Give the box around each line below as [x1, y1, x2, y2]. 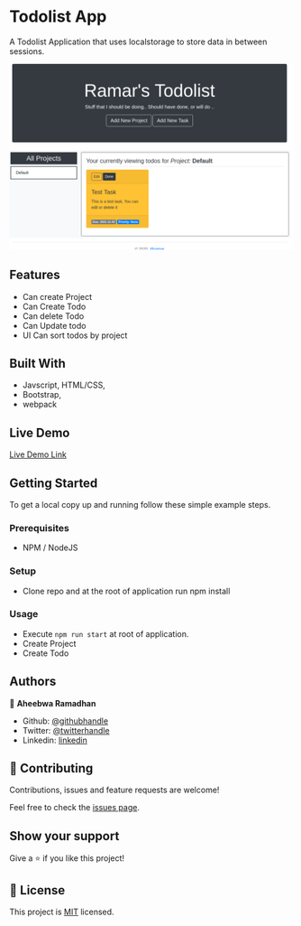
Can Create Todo [22, 301, 87, 312]
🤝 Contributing [9, 761, 94, 776]
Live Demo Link [9, 449, 68, 460]
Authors [9, 674, 57, 689]
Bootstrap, [22, 389, 61, 400]
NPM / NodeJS [22, 542, 78, 553]
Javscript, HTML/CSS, [22, 379, 105, 390]
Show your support [9, 828, 120, 844]
